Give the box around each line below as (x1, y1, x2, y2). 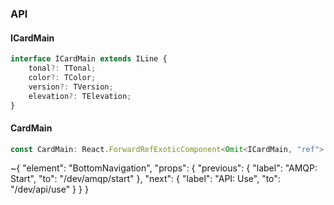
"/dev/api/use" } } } (10, 183, 89, 196)
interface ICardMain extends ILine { (10, 54, 168, 64)
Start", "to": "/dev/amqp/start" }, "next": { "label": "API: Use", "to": (10, 173, 281, 185)
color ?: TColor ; (28, 72, 97, 82)
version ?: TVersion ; (28, 82, 114, 92)
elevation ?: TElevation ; (28, 91, 132, 101)
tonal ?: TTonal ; (28, 63, 97, 73)
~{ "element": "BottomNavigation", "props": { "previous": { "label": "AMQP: (10, 162, 318, 174)
